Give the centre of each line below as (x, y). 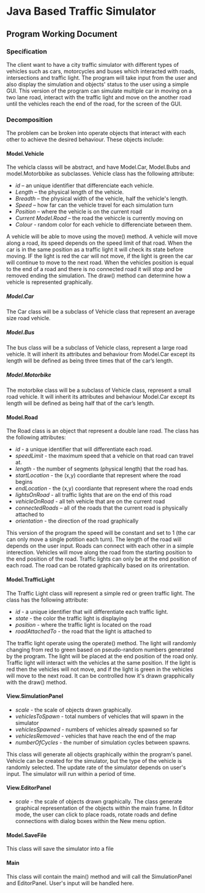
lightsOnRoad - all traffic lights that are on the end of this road (93, 495)
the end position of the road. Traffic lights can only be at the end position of (102, 559)
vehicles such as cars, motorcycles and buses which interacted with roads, (101, 71)
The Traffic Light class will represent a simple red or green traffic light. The (101, 593)
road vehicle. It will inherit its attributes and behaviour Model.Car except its (101, 397)
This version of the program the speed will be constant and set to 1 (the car (101, 533)
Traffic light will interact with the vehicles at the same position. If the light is (101, 662)
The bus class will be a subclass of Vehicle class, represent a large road (97, 348)
